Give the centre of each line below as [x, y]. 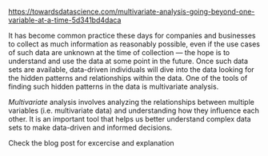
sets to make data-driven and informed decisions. [90, 128]
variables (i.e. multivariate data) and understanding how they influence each [134, 110]
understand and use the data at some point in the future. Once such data [128, 61]
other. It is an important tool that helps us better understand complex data [130, 119]
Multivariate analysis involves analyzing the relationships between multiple [131, 102]
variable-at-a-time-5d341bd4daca [65, 20]
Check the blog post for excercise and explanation [91, 143]
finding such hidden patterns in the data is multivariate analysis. [114, 86]
